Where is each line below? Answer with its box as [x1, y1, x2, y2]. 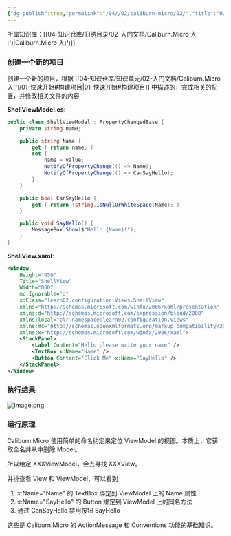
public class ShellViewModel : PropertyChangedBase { [7, 118, 165, 125]
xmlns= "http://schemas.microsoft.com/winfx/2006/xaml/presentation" [19, 304, 220, 311]
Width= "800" [19, 284, 54, 291]
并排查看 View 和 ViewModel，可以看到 [7, 475, 118, 483]
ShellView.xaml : [7, 251, 54, 260]
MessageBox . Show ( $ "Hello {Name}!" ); [32, 227, 137, 234]
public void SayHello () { [19, 220, 94, 227]
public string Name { [19, 137, 81, 145]
